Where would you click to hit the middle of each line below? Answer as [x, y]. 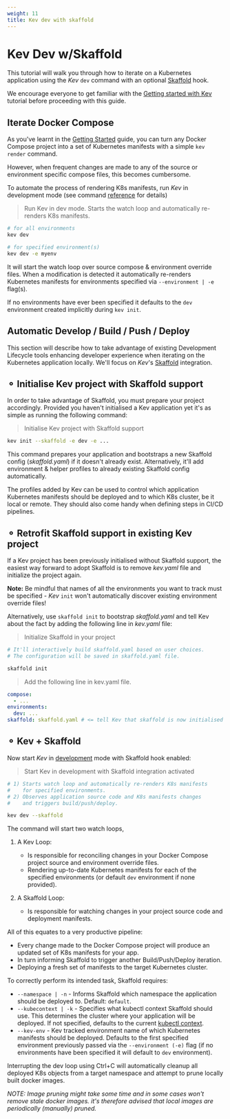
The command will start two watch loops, [65, 829]
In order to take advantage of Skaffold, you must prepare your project [106, 401]
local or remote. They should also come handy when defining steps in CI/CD [115, 504]
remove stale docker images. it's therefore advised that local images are [110, 1101]
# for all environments [41, 229]
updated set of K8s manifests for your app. [78, 953]
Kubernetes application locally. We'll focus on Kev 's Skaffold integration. [110, 362]
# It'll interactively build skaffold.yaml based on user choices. [106, 650]
